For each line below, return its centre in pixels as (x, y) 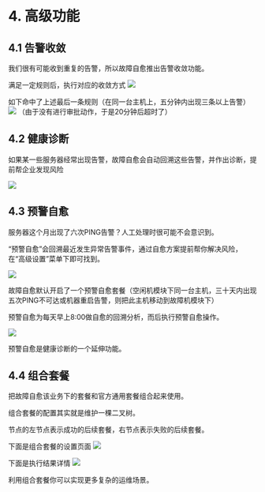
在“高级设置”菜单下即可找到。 (56, 258)
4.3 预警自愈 (39, 211)
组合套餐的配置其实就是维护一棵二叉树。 (74, 413)
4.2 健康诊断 (39, 139)
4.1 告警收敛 (37, 48)
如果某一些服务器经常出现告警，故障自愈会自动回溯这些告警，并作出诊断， (129, 160)
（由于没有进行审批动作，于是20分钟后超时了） (95, 112)
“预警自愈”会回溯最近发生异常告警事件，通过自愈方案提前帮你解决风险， (125, 249)
